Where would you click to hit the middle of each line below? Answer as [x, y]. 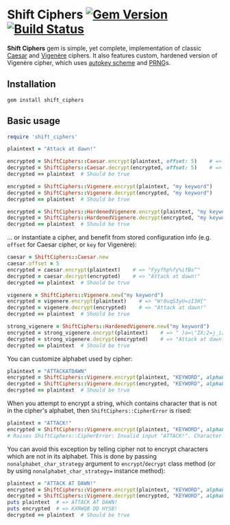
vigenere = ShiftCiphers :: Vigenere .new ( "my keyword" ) [86, 295]
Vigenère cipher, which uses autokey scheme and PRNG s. [89, 62]
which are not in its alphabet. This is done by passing [82, 456]
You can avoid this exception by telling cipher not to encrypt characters [108, 449]
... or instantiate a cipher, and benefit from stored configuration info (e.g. [109, 238]
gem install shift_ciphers [46, 100]
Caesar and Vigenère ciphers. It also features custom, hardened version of [112, 55]
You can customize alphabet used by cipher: [70, 359]
